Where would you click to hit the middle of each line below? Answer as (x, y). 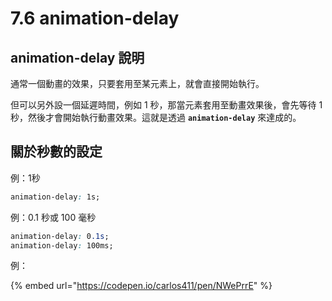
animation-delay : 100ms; (62, 245)
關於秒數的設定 (56, 152)
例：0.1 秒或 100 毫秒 (53, 217)
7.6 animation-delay (95, 18)
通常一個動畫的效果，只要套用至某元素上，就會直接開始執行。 (137, 83)
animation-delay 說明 (77, 57)
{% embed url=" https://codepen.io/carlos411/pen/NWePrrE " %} (141, 286)
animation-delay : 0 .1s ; (60, 236)
